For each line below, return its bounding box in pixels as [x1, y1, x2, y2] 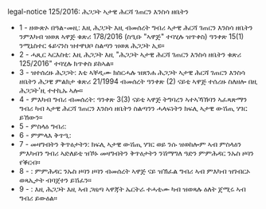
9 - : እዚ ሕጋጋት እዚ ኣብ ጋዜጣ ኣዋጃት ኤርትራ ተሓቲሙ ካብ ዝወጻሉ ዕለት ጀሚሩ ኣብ [18, 184, 246, 194]
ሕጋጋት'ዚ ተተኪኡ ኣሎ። [18, 85, 84, 95]
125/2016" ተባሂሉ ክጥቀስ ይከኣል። [18, 59, 114, 68]
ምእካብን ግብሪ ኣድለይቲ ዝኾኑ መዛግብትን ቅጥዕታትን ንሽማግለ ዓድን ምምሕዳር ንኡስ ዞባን [18, 148, 254, 158]
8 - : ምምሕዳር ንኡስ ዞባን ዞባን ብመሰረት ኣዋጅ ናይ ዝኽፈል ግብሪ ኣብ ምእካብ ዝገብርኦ [18, 167, 251, 175]
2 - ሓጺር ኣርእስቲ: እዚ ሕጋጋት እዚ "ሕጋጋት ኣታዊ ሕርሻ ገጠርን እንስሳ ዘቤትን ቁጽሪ [18, 49, 242, 59]
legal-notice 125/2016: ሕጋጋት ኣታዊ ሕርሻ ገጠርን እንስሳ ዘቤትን [7, 7, 189, 16]
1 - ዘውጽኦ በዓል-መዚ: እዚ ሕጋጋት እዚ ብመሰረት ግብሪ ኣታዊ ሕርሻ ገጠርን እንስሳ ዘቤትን [18, 23, 253, 32]
